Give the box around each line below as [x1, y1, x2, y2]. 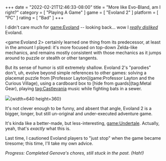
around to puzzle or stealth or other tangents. [5, 55, 98, 61]
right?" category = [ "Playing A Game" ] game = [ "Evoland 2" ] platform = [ [5, 9, 159, 15]
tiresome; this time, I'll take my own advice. [5, 141, 93, 146]
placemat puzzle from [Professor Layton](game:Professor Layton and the [5, 75, 155, 81]
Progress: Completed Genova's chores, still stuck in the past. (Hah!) [5, 150, 144, 156]
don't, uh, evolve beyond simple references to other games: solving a [5, 70, 147, 76]
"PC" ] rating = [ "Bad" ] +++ [5, 15, 64, 20]
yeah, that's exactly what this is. [5, 126, 71, 131]
